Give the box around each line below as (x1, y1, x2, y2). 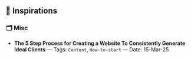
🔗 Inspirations (5, 6, 57, 16)
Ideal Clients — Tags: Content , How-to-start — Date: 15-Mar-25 (14, 45, 169, 53)
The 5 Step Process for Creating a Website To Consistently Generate (14, 40, 186, 47)
